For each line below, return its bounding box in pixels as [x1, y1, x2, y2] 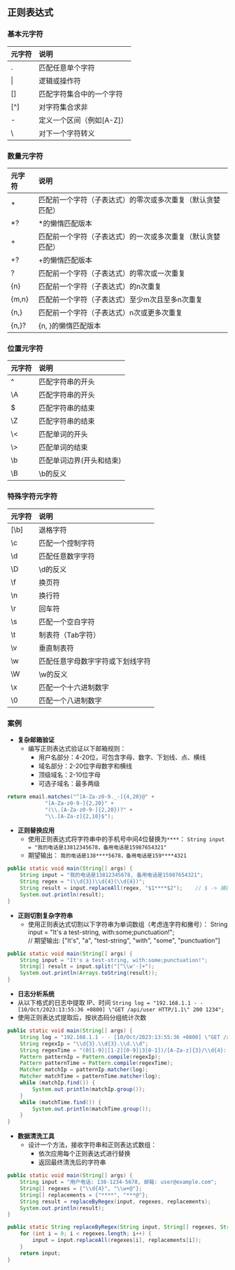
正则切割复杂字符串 [17, 911, 73, 919]
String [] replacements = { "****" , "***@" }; [20, 1192, 149, 1199]
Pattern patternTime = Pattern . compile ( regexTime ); [20, 1059, 173, 1067]
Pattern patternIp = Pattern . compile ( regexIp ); [20, 1053, 161, 1060]
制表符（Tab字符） [38, 630, 100, 640]
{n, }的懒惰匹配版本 [38, 320, 101, 330]
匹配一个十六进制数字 [38, 682, 110, 692]
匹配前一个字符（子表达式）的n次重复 [38, 281, 162, 291]
